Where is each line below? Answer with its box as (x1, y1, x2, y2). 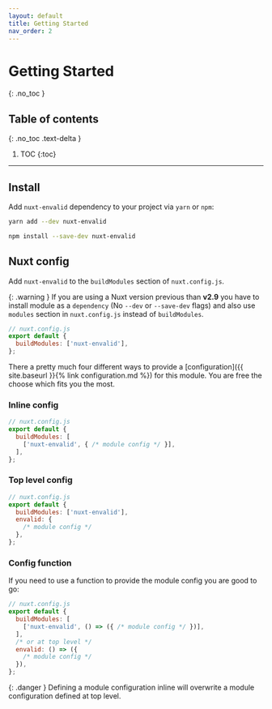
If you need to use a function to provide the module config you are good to (8, 576, 257, 586)
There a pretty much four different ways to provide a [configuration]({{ (8, 362, 244, 371)
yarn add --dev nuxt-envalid (8, 217, 107, 225)
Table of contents (8, 112, 99, 126)
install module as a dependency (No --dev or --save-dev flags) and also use (8, 301, 256, 310)
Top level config (8, 475, 73, 486)
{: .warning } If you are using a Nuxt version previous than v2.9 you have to (8, 292, 260, 301)
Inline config (8, 399, 59, 410)
